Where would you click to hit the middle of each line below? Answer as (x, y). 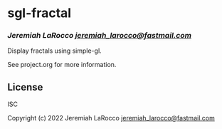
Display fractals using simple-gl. (54, 51)
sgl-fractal (39, 13)
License (25, 87)
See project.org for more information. (62, 65)
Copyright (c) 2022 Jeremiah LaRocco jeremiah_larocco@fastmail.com (111, 118)
